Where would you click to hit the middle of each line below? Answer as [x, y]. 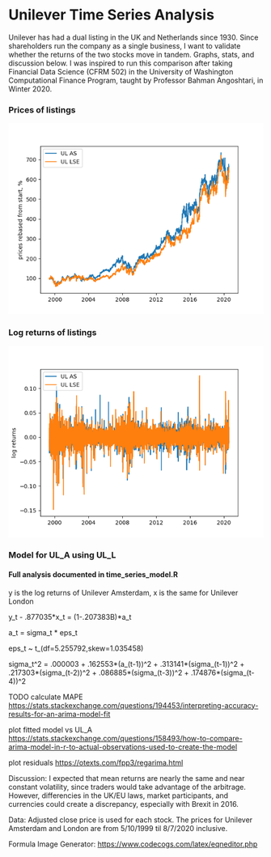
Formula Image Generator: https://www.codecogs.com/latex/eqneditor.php [133, 844]
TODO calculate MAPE [46, 697]
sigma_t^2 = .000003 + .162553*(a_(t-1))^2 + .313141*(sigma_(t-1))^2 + [127, 664]
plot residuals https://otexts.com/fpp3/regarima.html [96, 762]
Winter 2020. [30, 89]
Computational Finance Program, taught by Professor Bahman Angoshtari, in [136, 80]
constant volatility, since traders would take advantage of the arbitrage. [127, 787]
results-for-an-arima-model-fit [59, 714]
